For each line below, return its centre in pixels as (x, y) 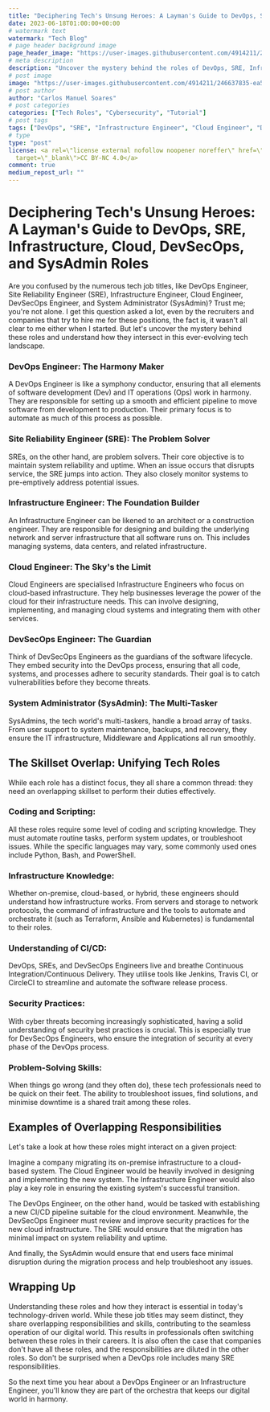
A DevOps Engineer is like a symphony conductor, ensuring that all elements (135, 384)
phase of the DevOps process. (59, 1046)
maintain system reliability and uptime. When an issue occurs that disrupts (131, 465)
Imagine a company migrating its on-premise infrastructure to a (113, 1162)
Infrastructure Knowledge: (61, 875)
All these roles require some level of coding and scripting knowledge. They (132, 829)
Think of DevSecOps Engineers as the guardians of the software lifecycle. (131, 657)
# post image (30, 76)
